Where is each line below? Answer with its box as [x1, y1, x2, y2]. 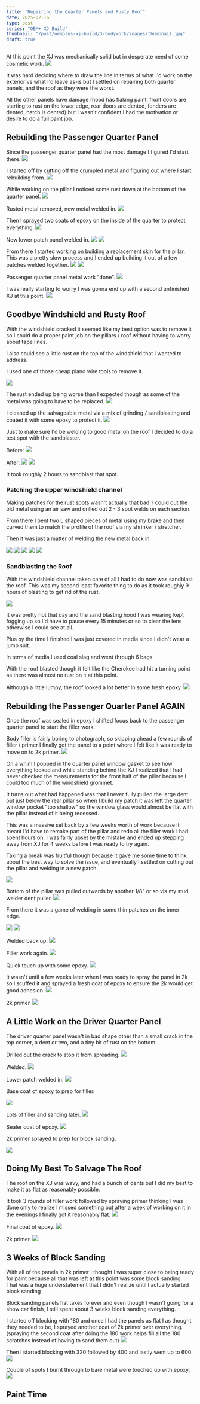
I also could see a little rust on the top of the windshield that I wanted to [6, 349, 182, 357]
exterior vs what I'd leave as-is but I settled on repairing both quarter [6, 78, 176, 85]
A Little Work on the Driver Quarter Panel [6, 1016, 161, 1027]
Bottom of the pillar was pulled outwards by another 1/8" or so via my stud [6, 888, 189, 895]
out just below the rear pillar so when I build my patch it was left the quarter [6, 797, 192, 805]
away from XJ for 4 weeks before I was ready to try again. [6, 840, 149, 848]
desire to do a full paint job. [6, 115, 73, 122]
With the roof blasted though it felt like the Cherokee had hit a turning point [6, 665, 191, 672]
